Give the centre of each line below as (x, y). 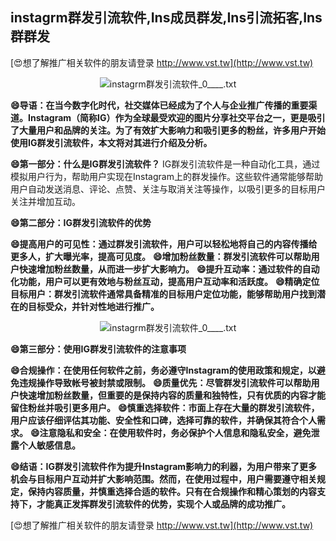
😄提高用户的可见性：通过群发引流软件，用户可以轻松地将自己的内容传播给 (164, 244)
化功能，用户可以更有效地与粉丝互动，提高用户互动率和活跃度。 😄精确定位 (165, 281)
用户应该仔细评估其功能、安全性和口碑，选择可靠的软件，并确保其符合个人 (163, 420)
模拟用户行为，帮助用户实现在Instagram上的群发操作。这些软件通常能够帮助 (166, 176)
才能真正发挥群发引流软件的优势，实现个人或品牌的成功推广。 (163, 504)
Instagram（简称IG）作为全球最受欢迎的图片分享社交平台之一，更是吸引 (176, 117)
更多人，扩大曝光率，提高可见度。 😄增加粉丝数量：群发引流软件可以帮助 (161, 256)
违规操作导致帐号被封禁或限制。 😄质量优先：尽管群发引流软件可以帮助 (165, 382)
